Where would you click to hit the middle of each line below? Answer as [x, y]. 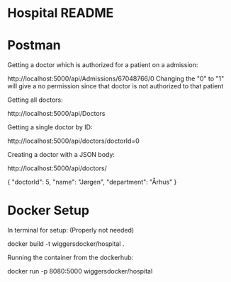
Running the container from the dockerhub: [71, 258]
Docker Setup [49, 211]
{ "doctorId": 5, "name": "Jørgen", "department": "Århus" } [92, 182]
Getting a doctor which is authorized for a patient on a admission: [103, 65]
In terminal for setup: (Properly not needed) [71, 230]
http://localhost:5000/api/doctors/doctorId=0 [73, 141]
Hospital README [61, 13]
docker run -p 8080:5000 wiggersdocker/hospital [80, 271]
